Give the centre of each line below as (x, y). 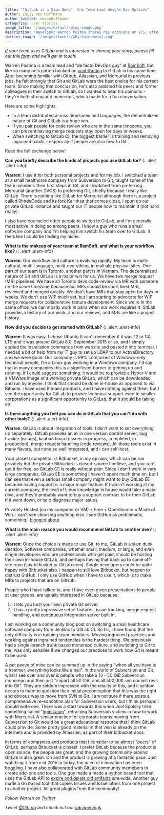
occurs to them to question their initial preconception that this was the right (81, 691)
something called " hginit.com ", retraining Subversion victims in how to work (81, 711)
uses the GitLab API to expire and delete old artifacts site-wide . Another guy (82, 778)
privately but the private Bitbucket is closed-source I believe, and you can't (81, 463)
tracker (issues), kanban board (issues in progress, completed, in (71, 438)
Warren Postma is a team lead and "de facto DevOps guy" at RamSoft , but (79, 65)
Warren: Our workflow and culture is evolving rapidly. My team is (71, 260)
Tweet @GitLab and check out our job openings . (54, 807)
